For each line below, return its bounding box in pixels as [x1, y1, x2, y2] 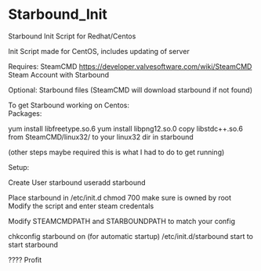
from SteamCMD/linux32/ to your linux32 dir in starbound [8, 132, 194, 142]
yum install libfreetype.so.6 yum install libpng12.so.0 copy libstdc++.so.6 [8, 124, 243, 133]
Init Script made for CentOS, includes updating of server [8, 46, 190, 56]
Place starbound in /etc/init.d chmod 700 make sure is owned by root [8, 193, 232, 202]
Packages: [8, 108, 42, 118]
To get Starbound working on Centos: [8, 100, 130, 110]
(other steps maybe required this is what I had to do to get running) [8, 147, 225, 157]
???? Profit [8, 255, 42, 264]
